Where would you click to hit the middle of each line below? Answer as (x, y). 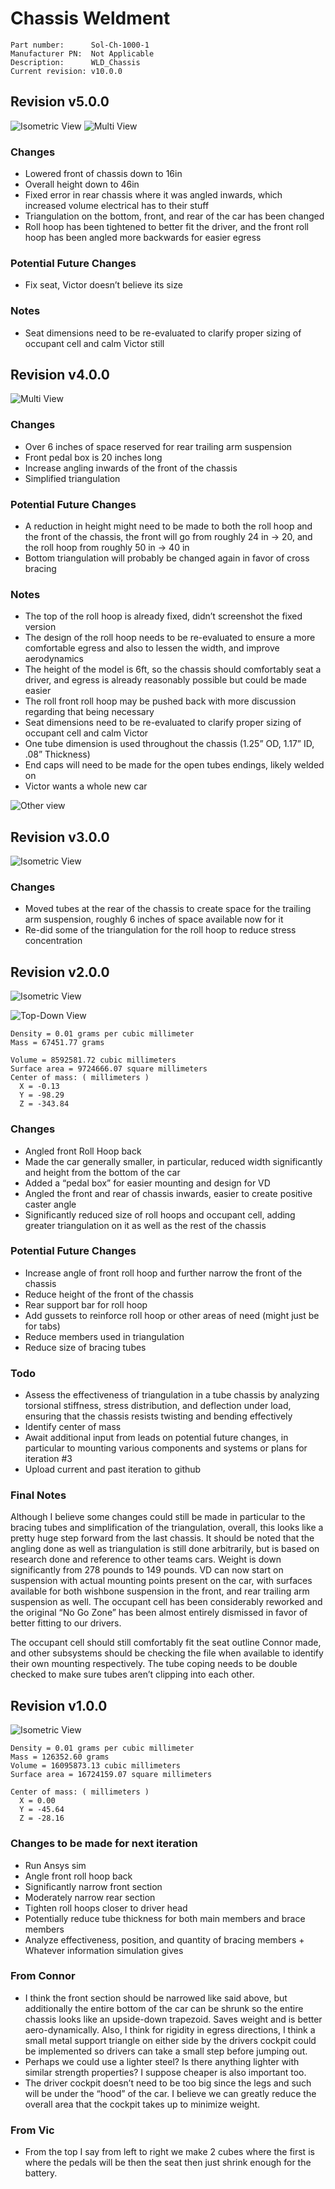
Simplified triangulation (72, 478)
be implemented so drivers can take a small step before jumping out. (166, 2051)
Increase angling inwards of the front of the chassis (131, 468)
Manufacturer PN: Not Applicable (82, 53)
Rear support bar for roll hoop (86, 1304)
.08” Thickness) (57, 754)
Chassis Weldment (90, 18)
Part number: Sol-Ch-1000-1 (80, 45)
